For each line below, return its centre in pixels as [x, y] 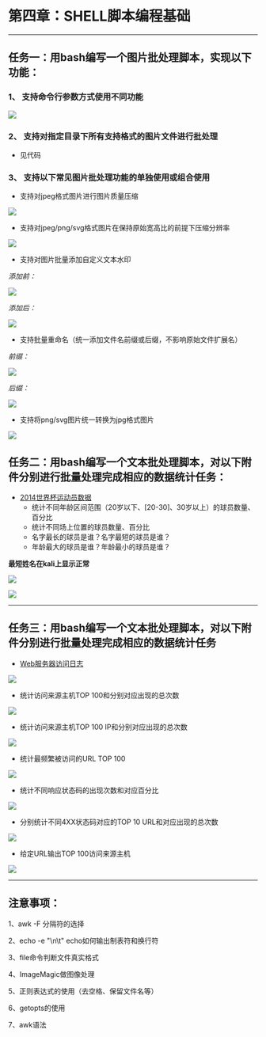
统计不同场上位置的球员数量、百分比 [91, 527]
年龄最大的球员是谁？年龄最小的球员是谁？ [101, 547]
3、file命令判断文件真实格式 [53, 957]
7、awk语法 [27, 1024]
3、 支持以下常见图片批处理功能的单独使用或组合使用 [109, 177]
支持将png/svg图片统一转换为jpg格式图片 [87, 420]
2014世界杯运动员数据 [55, 498]
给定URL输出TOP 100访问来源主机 [75, 853]
